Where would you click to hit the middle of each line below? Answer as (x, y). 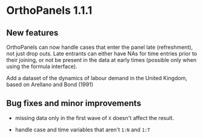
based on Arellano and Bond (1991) (50, 84)
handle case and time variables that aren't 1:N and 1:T (82, 130)
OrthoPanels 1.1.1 (49, 11)
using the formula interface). (42, 66)
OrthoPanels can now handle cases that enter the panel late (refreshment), (100, 47)
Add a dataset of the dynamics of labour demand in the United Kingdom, (97, 78)
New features (32, 33)
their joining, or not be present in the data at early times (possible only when (101, 60)
